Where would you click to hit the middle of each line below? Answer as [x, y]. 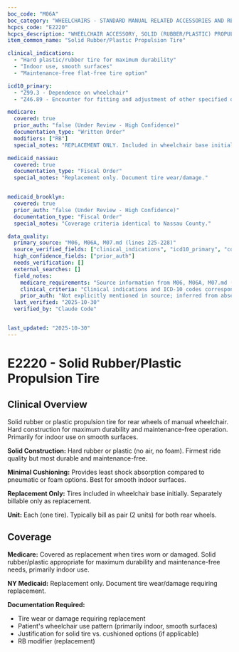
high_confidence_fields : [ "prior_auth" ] [74, 256]
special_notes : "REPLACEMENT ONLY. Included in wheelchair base [111, 145]
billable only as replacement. [49, 501]
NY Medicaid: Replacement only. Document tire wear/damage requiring [113, 583]
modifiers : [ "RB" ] [41, 138]
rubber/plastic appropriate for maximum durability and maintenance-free [114, 562]
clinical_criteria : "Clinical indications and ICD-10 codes [111, 289]
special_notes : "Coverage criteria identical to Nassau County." [113, 224]
